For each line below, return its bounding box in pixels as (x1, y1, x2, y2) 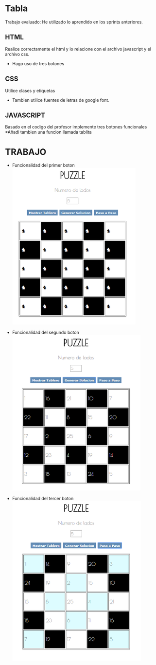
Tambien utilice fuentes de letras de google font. (12, 97, 109, 103)
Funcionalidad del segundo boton (12, 329, 79, 336)
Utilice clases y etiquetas (5, 88, 55, 93)
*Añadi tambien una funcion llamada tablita (5, 129, 92, 135)
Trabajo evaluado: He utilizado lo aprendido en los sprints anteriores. (5, 19, 143, 25)
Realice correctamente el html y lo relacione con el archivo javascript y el (5, 46, 152, 52)
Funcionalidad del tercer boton (12, 496, 74, 502)
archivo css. (5, 51, 30, 57)
